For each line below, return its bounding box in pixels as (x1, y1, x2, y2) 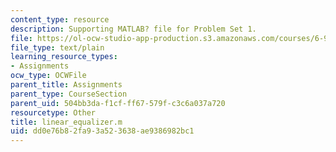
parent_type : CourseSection (10, 89, 128, 99)
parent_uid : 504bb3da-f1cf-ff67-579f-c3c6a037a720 (10, 98, 226, 108)
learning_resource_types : (10, 52, 118, 62)
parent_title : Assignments (10, 80, 123, 90)
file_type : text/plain (10, 42, 105, 53)
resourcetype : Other (10, 107, 97, 118)
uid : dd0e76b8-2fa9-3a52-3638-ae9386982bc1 (10, 126, 195, 136)
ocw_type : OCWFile (10, 71, 87, 81)
